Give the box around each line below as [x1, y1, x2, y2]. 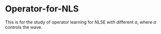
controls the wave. [5, 24, 43, 30]
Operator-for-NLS [5, 3, 79, 14]
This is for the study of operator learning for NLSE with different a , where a [5, 19, 157, 25]
